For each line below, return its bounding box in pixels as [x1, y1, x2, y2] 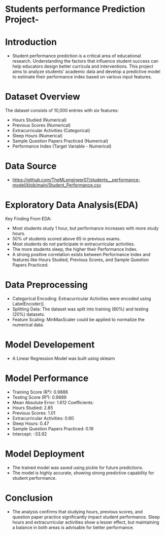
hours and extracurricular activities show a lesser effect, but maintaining [12, 519, 159, 525]
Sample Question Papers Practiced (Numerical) [12, 138, 108, 144]
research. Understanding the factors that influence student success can [12, 58, 159, 64]
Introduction [5, 37, 57, 48]
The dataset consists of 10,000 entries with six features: [5, 108, 119, 114]
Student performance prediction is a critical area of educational [12, 53, 141, 59]
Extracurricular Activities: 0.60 [12, 415, 74, 421]
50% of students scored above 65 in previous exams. [12, 235, 121, 241]
